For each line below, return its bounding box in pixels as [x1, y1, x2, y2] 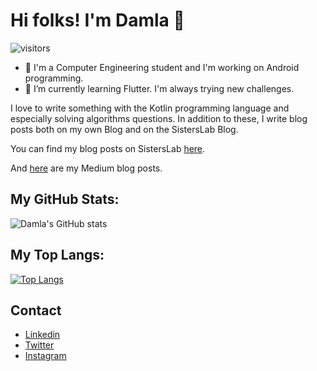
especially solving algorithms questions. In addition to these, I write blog [10, 112, 308, 124]
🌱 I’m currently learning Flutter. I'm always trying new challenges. [24, 82, 295, 94]
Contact [10, 302, 62, 319]
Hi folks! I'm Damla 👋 [10, 9, 185, 32]
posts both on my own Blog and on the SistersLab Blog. [10, 123, 239, 135]
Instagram [24, 350, 67, 362]
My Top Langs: [10, 247, 105, 264]
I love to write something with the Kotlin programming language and [10, 102, 290, 114]
